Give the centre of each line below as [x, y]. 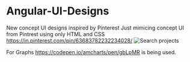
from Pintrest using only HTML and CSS [56, 34]
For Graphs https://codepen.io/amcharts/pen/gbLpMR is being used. [91, 52]
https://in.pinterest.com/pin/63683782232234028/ [69, 40]
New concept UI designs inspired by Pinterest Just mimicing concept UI [95, 28]
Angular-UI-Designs [58, 11]
